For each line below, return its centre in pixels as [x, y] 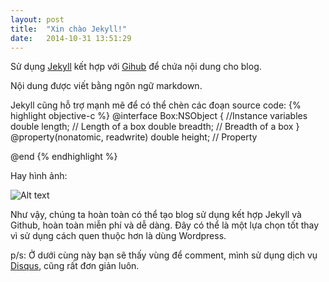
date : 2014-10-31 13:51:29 [71, 38]
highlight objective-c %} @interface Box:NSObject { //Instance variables [159, 116]
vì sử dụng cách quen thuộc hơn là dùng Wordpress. [118, 236]
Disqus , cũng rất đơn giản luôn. [75, 266]
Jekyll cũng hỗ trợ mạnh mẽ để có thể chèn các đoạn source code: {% [156, 105]
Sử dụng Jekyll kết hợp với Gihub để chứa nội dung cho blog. [136, 67]
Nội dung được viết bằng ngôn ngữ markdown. [106, 86]
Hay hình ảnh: [39, 176]
